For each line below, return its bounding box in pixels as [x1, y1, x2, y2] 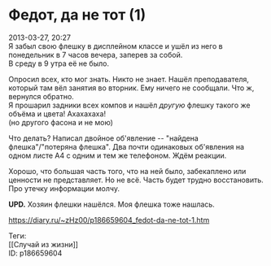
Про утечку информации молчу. [8, 183, 120, 193]
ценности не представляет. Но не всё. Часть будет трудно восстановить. [8, 175, 264, 185]
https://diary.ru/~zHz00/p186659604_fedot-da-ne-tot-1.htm [8, 215, 210, 225]
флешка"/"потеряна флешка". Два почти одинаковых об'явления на [8, 142, 245, 151]
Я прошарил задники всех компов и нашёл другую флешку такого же [8, 100, 251, 110]
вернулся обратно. [8, 91, 75, 101]
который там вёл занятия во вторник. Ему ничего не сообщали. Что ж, [8, 83, 255, 93]
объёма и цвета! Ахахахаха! [8, 108, 107, 119]
